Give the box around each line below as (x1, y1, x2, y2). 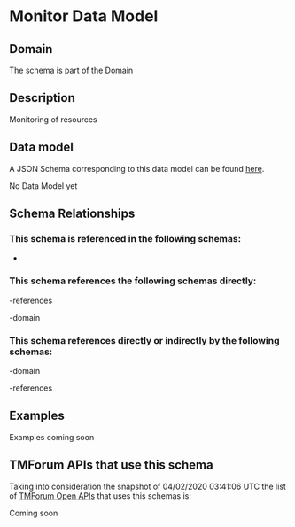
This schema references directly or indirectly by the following (9, 334, 281, 346)
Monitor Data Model (9, 6, 159, 27)
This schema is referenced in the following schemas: (9, 232, 242, 244)
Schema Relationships (9, 206, 136, 221)
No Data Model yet (9, 180, 78, 191)
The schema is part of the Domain (9, 65, 134, 75)
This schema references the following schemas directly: (9, 275, 257, 287)
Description (9, 90, 75, 105)
